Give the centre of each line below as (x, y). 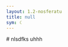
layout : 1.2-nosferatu (34, 11)
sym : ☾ (14, 22)
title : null (21, 17)
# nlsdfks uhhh (24, 39)
